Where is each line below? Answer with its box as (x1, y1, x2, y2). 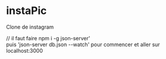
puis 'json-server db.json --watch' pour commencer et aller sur (6, 41, 161, 48)
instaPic (6, 4, 47, 18)
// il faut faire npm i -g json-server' (6, 34, 90, 41)
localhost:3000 (6, 47, 43, 54)
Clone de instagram (6, 23, 54, 30)
